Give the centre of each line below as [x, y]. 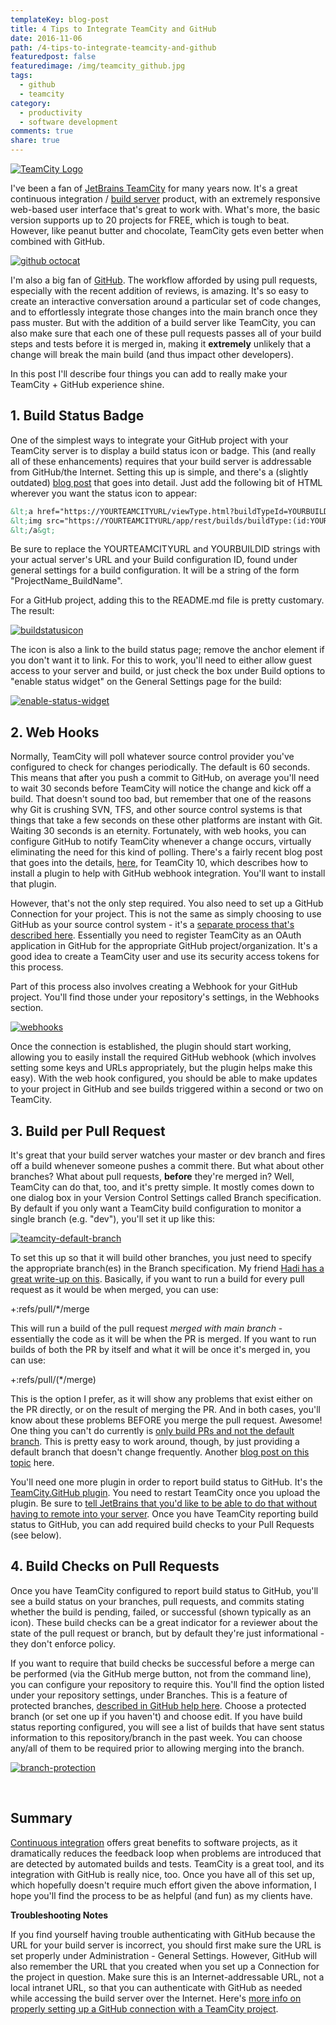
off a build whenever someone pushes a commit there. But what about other [167, 1166]
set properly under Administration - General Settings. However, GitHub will [164, 1955]
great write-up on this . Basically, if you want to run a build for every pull [157, 1279]
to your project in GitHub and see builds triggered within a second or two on [167, 1089]
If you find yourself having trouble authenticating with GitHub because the [163, 1934]
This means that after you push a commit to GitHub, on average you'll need [165, 778]
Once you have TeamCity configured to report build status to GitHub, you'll [164, 1590]
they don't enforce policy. [63, 1643]
